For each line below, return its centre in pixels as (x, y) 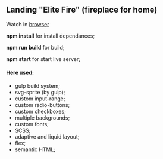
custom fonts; (32, 124)
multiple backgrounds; (42, 118)
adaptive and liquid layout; (47, 137)
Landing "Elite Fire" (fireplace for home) (82, 10)
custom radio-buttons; (42, 105)
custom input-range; (40, 99)
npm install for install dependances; (51, 36)
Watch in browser (28, 24)
